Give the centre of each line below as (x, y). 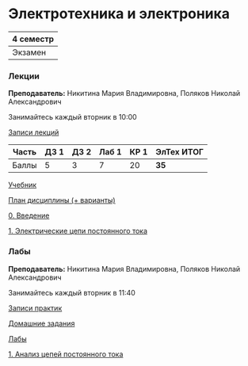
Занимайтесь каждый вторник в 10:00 (72, 117)
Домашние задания (42, 323)
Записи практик (35, 308)
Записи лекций (34, 132)
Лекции (24, 76)
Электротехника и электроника (119, 14)
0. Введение (29, 215)
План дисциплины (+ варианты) (62, 200)
